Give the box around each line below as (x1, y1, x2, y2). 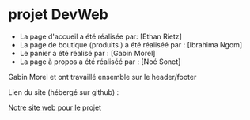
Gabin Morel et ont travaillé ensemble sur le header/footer (8, 72, 197, 81)
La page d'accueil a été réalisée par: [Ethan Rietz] (19, 32, 182, 41)
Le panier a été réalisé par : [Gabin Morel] (19, 48, 156, 58)
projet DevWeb (8, 6, 108, 24)
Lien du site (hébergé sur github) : (8, 87, 119, 96)
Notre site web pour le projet (8, 103, 101, 112)
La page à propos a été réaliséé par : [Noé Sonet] (19, 57, 181, 66)
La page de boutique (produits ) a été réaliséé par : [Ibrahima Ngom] (19, 39, 243, 49)
